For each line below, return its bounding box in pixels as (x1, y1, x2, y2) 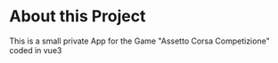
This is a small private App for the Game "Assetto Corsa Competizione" (9, 35, 270, 46)
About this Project (9, 6, 146, 27)
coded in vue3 (9, 44, 62, 55)
